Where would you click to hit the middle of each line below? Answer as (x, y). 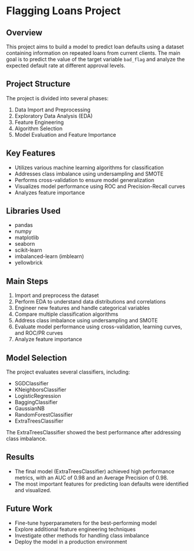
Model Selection (37, 358)
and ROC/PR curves (39, 333)
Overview (24, 33)
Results (20, 457)
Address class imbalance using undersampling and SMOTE (86, 321)
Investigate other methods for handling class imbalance (82, 535)
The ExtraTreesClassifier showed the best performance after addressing (93, 433)
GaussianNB (30, 408)
